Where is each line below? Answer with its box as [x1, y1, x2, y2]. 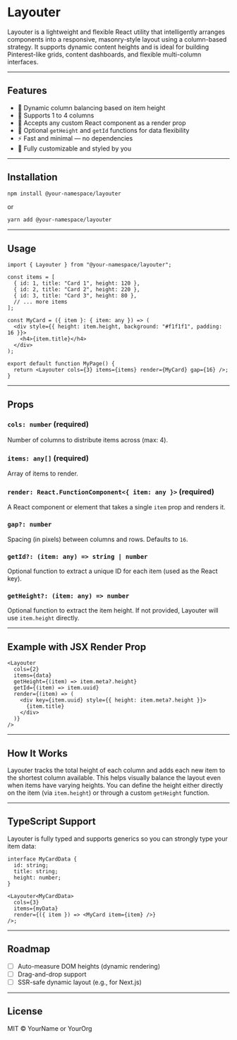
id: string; [13, 861, 49, 869]
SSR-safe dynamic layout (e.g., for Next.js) [17, 978, 142, 986]
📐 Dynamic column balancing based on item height [17, 103, 166, 112]
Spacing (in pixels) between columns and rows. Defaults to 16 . [7, 535, 188, 543]
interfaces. [7, 57, 39, 66]
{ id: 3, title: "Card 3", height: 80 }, [13, 292, 138, 300]
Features [7, 85, 47, 97]
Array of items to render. [7, 469, 79, 478]
